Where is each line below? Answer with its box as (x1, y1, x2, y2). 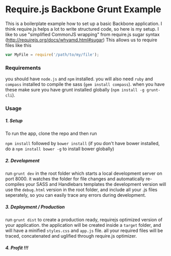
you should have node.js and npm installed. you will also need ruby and (5, 76, 153, 82)
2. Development (5, 157, 40, 164)
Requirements (5, 64, 41, 71)
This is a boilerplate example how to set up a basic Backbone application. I (5, 20, 162, 27)
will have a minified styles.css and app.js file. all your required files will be (5, 227, 163, 234)
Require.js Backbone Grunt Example (5, 4, 162, 15)
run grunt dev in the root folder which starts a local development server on (5, 170, 162, 176)
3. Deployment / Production (5, 203, 65, 210)
